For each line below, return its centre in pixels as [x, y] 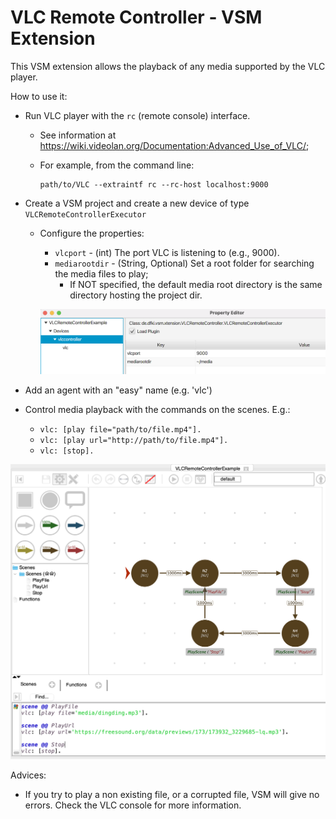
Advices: [28, 775]
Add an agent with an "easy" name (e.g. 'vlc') [118, 390]
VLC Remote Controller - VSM [136, 17]
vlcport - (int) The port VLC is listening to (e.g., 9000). [167, 252]
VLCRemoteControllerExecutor [85, 214]
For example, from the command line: [117, 165]
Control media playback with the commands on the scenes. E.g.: [157, 409]
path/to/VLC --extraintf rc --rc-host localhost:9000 [154, 184]
